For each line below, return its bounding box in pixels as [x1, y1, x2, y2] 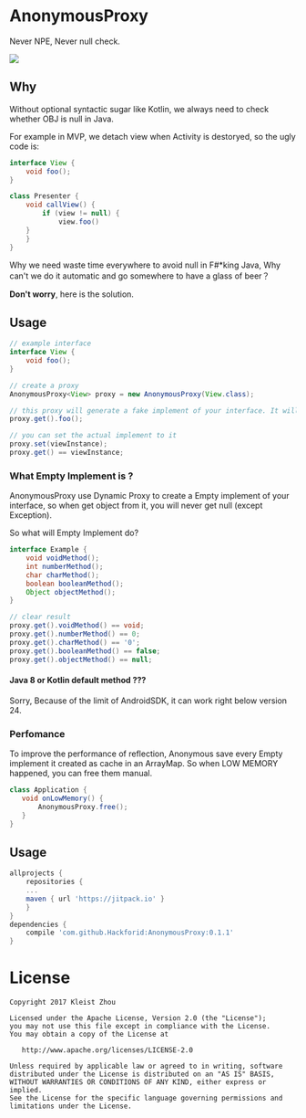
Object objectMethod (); [25, 587, 117, 596]
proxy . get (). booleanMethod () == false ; [9, 646, 161, 656]
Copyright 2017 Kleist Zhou [9, 997, 117, 1007]
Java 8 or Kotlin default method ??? [9, 675, 147, 686]
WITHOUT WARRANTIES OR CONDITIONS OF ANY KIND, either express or [9, 1078, 267, 1087]
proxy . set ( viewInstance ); [9, 439, 107, 448]
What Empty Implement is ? [9, 469, 134, 482]
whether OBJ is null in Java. [9, 113, 114, 124]
